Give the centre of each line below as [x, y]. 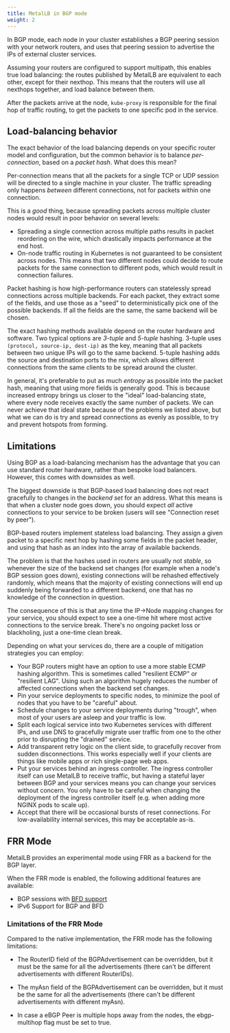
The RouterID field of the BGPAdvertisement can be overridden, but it [115, 960]
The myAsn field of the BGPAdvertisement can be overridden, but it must [120, 987]
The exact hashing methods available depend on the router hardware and [111, 331]
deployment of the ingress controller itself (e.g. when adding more [111, 798]
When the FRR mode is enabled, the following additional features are [104, 878]
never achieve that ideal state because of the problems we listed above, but [114, 410]
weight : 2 [21, 20]
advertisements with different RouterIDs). [75, 974]
